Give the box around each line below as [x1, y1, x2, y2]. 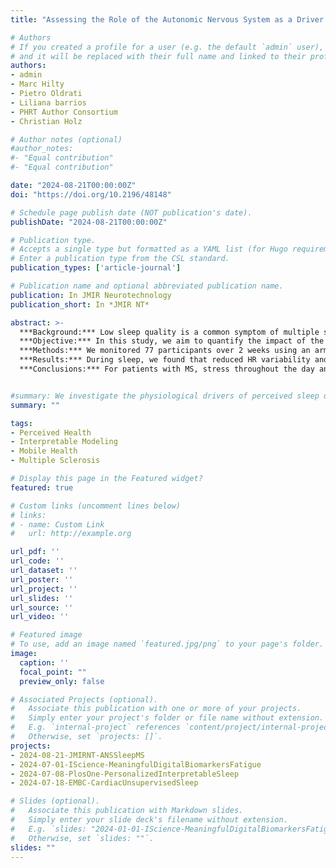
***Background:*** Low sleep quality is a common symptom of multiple [19, 327, 320, 337]
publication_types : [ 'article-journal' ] [10, 263, 182, 273]
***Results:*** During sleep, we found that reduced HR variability [19, 355, 311, 365]
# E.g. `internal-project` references [10, 722, 182, 733]
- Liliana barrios [10, 97, 87, 108]
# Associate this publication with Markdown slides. [10, 806, 244, 816]
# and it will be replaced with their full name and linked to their [10, 51, 307, 61]
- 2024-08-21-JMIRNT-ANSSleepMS [10, 750, 145, 760]
